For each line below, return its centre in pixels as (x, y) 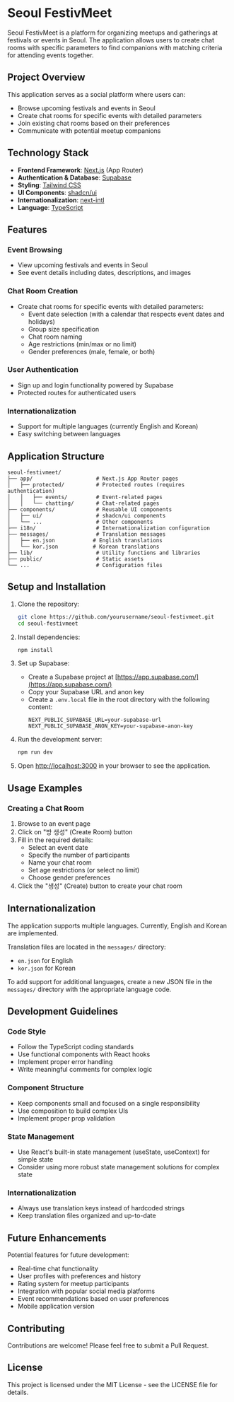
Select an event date (58, 847)
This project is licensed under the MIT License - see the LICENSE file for (112, 1384)
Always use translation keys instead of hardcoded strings (101, 1208)
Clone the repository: (48, 604)
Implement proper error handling (65, 1062)
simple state (35, 1159)
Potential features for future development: (68, 1255)
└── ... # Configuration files (85, 565)
